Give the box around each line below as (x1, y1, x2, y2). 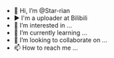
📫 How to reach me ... (13, 43, 78, 52)
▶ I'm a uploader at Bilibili (13, 14, 88, 22)
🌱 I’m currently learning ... (13, 28, 88, 37)
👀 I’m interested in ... (13, 21, 73, 29)
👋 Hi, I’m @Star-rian (13, 7, 70, 14)
